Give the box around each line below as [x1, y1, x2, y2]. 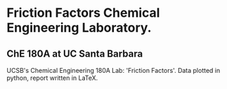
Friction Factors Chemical [6, 5, 160, 21]
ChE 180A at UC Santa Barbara [6, 48, 143, 60]
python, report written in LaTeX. [6, 74, 98, 82]
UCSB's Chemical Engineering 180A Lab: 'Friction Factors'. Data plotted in [6, 67, 221, 74]
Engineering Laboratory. [6, 20, 152, 36]
